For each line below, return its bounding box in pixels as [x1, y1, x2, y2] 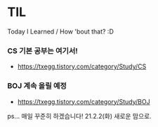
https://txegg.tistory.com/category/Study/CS [17, 62, 147, 70]
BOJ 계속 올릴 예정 [7, 81, 67, 91]
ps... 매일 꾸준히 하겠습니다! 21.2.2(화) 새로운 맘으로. [7, 112, 152, 120]
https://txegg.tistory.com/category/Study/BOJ [17, 97, 150, 105]
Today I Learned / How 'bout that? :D [7, 27, 114, 36]
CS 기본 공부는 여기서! [7, 46, 79, 56]
